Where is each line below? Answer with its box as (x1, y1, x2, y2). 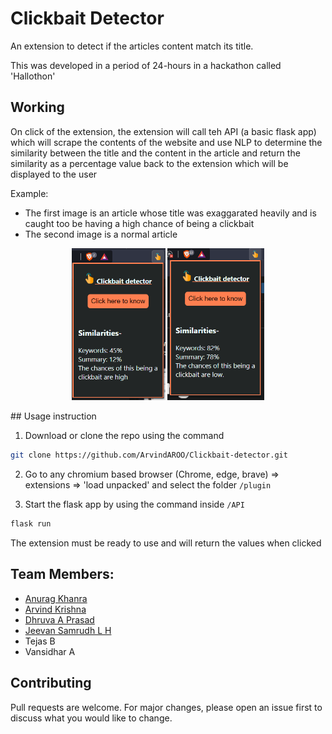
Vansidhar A (24, 645, 76, 657)
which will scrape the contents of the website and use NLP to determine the (10, 136, 323, 148)
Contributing (10, 675, 92, 692)
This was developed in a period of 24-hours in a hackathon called (10, 59, 282, 71)
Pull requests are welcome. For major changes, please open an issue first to (10, 701, 323, 713)
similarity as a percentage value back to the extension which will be (10, 157, 289, 169)
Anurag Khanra (24, 592, 88, 604)
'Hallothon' (10, 70, 56, 82)
